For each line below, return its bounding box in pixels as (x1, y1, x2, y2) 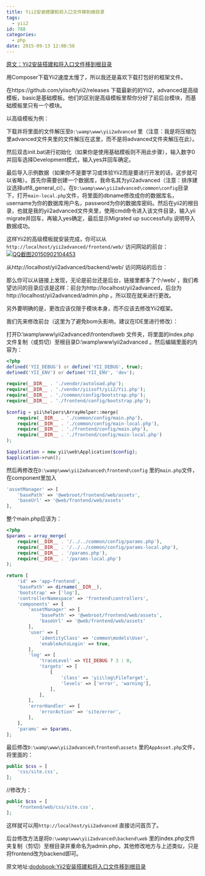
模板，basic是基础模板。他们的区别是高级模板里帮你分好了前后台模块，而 (6, 94, 191, 101)
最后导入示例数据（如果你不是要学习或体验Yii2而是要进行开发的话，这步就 (6, 168, 192, 176)
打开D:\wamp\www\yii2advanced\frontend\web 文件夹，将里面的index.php (6, 330, 194, 338)
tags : (6, 15, 20, 21)
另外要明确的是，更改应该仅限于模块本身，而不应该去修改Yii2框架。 (6, 305, 176, 312)
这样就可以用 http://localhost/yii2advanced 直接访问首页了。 (6, 822, 162, 829)
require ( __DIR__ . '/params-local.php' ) (17, 556, 121, 562)
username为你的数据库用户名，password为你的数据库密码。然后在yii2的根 (6, 199, 193, 206)
